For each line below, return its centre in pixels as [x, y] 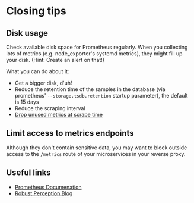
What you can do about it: [38, 71]
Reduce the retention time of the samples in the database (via [90, 89]
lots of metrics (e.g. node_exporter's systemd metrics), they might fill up [94, 54]
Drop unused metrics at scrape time [58, 115]
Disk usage [27, 33]
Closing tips [36, 11]
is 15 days [27, 102]
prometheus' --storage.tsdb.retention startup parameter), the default [101, 96]
